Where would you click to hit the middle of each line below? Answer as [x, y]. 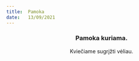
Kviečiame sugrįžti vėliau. [102, 51]
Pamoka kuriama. [102, 38]
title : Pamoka [25, 12]
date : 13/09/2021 [31, 17]
